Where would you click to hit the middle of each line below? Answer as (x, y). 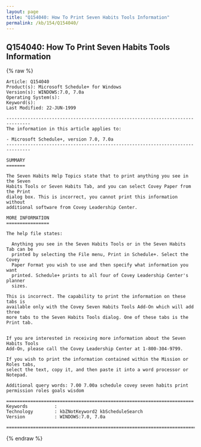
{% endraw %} (25, 439)
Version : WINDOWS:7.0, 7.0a (56, 417)
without (16, 202)
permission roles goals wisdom (45, 391)
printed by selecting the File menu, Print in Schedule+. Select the (100, 255)
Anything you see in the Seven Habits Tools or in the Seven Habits (99, 244)
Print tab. (20, 323)
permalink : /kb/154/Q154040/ (42, 23)
